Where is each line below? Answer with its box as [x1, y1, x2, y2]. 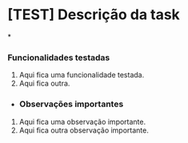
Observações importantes [18, 98, 124, 109]
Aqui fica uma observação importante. [18, 117, 146, 126]
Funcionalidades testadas [7, 52, 110, 63]
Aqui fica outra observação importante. [18, 125, 149, 135]
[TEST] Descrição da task [7, 6, 181, 24]
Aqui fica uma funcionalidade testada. [18, 70, 145, 80]
